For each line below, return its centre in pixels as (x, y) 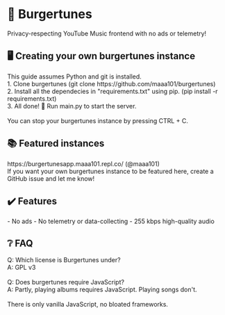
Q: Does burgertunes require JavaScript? (66, 282)
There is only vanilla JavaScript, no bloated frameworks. (88, 305)
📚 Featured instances (56, 144)
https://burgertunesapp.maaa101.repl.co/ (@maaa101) (83, 163)
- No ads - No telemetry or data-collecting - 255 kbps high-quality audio (111, 221)
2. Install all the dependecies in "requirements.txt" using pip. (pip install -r (112, 91)
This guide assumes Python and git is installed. (75, 76)
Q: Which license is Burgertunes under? (64, 260)
